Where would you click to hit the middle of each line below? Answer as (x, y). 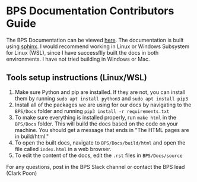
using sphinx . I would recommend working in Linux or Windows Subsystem (98, 46)
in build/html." (32, 136)
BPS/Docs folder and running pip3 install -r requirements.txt (92, 111)
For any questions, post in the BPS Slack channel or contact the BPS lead (96, 167)
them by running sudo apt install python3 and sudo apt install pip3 (101, 98)
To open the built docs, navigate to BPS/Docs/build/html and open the (100, 142)
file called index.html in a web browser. (63, 149)
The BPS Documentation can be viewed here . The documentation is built (95, 40)
